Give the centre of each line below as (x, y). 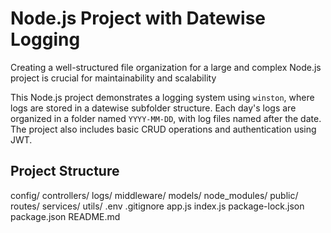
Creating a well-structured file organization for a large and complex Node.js (166, 67)
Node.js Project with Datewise (138, 18)
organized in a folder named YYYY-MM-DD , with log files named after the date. (166, 118)
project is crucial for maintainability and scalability (113, 78)
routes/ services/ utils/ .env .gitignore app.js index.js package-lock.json (157, 206)
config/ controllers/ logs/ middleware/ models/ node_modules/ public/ (154, 195)
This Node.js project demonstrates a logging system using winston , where (162, 97)
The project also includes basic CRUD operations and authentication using (163, 129)
